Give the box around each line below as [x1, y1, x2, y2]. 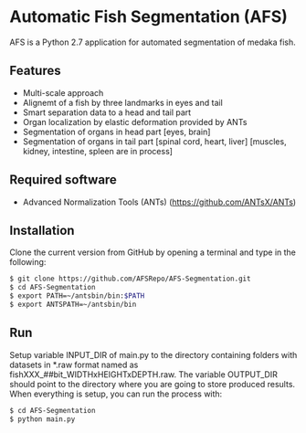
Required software [9, 172, 117, 188]
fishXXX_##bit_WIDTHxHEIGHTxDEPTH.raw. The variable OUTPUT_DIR [9, 368, 279, 380]
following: [9, 257, 47, 268]
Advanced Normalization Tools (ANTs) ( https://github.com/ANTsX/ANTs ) [22, 196, 297, 207]
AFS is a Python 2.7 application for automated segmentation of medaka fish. [9, 37, 297, 48]
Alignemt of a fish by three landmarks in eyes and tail [22, 97, 224, 108]
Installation [9, 222, 75, 238]
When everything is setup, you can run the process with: [9, 388, 223, 399]
